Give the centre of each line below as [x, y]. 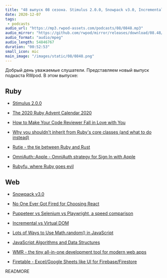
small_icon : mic [22, 51]
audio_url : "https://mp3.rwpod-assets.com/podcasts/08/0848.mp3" [74, 28]
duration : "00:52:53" [28, 47]
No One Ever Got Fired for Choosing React [56, 204]
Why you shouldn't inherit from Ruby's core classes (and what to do [82, 132]
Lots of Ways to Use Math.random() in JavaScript [63, 233]
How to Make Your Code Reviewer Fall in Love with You [69, 123]
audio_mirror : [20, 33]
